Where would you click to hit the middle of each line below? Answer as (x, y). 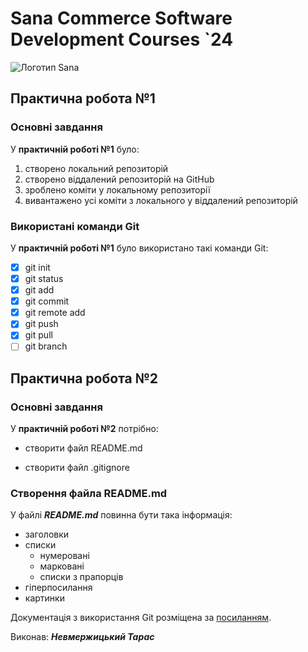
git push (41, 324)
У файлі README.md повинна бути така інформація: (121, 515)
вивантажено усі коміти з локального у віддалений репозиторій (161, 200)
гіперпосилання (58, 588)
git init (37, 267)
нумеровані (64, 556)
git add (39, 290)
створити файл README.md (83, 448)
